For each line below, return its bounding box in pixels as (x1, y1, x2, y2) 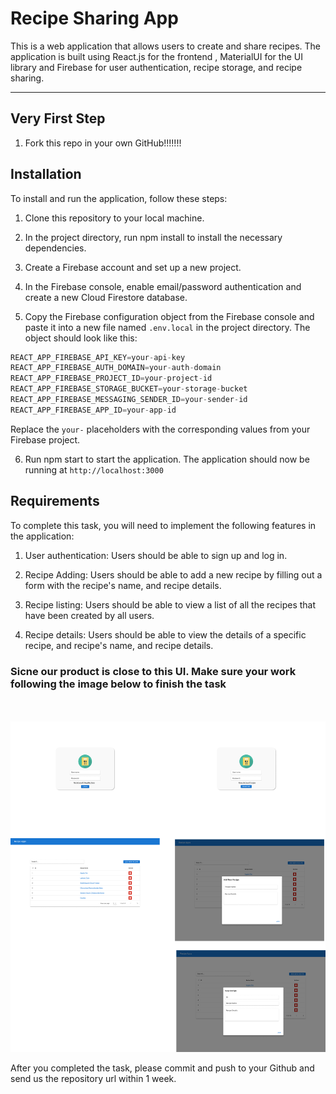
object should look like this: (24, 332, 138, 344)
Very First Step (10, 110, 106, 127)
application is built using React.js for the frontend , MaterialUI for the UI (10, 50, 303, 62)
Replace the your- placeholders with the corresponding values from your (10, 423, 311, 435)
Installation (10, 166, 82, 183)
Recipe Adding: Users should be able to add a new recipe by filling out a (24, 568, 323, 581)
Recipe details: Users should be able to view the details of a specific (24, 628, 307, 641)
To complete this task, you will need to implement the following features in (10, 519, 317, 531)
